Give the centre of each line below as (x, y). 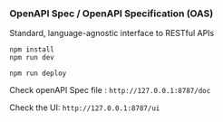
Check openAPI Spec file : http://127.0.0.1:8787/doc (110, 90)
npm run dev (32, 58)
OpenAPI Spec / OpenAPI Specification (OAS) (111, 14)
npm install (32, 50)
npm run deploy (38, 74)
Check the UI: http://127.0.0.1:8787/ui (85, 108)
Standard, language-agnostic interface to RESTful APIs (112, 33)
